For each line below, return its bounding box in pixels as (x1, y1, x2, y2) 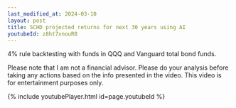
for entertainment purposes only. (7, 79, 104, 87)
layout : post (7, 17, 46, 24)
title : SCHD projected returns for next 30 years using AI (7, 23, 186, 31)
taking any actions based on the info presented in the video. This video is (7, 71, 222, 80)
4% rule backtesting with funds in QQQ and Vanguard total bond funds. (7, 50, 217, 58)
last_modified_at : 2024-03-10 (7, 10, 97, 18)
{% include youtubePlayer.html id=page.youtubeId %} (7, 92, 166, 101)
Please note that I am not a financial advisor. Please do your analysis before (7, 63, 229, 72)
